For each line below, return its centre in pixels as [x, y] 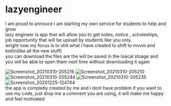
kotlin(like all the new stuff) [34, 51]
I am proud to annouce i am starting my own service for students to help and [86, 24]
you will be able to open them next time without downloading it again [78, 61]
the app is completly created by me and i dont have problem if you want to [83, 88]
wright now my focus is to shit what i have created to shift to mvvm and [80, 45]
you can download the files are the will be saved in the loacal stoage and [82, 56]
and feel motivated [25, 99]
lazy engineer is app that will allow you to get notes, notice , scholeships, [82, 34]
